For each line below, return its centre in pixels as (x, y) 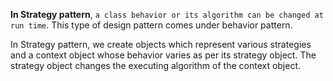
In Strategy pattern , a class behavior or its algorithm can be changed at (167, 14)
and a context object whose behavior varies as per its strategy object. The (163, 55)
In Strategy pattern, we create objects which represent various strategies (161, 44)
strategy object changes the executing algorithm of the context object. (156, 65)
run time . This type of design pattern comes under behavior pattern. (151, 25)
